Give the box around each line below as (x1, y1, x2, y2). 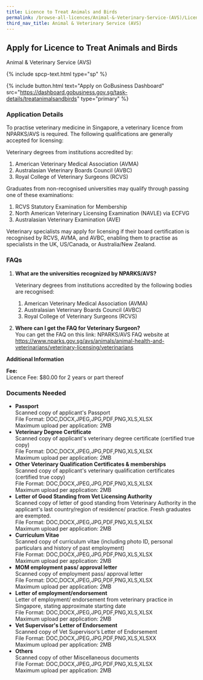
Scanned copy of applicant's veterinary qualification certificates (14, 467, 175, 474)
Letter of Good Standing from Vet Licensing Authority (14, 493, 152, 500)
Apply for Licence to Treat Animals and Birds (6, 42, 178, 53)
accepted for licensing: (6, 137, 63, 144)
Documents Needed (6, 389, 66, 397)
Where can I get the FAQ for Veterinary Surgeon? (14, 324, 141, 331)
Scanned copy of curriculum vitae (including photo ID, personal (14, 538, 173, 545)
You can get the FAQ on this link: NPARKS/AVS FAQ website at (14, 331, 169, 338)
